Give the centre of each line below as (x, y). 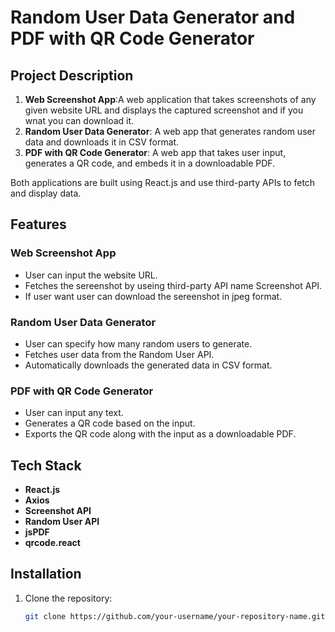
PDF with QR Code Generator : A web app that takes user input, (155, 152)
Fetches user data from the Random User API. (119, 354)
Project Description (72, 75)
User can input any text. (74, 413)
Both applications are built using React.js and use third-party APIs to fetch (163, 182)
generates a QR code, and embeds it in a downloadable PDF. (150, 163)
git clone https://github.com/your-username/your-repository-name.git (175, 616)
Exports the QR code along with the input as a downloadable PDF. (160, 434)
